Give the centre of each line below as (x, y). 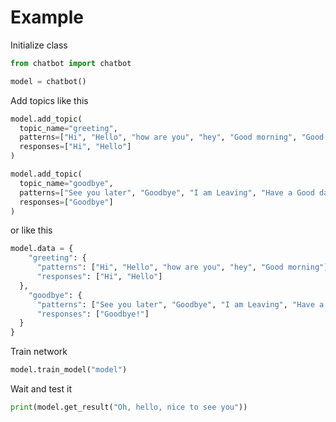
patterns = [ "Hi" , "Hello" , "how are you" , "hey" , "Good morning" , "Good (172, 137)
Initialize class (39, 45)
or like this (31, 230)
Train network (39, 352)
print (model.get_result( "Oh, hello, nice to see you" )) (129, 407)
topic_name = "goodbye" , (66, 183)
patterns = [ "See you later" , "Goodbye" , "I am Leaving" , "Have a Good (167, 192)
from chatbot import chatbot (71, 63)
